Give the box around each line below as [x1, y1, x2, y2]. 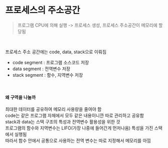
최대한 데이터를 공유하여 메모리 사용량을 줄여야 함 [5, 106, 102, 112]
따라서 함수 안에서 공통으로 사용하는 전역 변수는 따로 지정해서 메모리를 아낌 [5, 137, 151, 143]
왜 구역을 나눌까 [5, 94, 36, 100]
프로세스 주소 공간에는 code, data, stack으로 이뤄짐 [5, 49, 107, 55]
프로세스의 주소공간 [5, 5, 80, 16]
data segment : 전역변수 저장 [12, 66, 71, 72]
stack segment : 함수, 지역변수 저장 [12, 72, 83, 78]
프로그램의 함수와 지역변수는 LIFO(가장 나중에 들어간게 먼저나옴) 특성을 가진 [5, 125, 153, 131]
